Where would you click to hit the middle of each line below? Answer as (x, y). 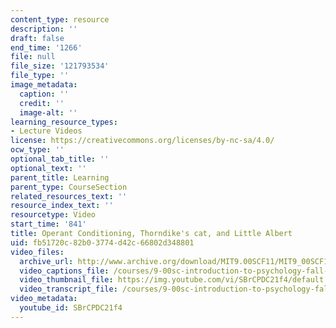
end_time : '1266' (46, 47)
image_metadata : (44, 85)
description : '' (44, 29)
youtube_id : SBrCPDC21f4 (71, 308)
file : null (33, 57)
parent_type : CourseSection (69, 187)
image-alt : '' (48, 112)
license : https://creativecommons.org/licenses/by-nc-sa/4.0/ (142, 141)
